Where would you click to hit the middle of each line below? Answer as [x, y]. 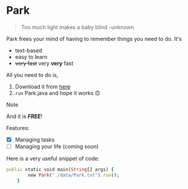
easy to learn [31, 57]
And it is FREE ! [24, 116]
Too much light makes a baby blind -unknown [77, 27]
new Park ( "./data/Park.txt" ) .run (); [74, 175]
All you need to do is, [32, 75]
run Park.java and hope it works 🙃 [58, 93]
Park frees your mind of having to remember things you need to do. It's [94, 39]
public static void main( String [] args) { [60, 170]
